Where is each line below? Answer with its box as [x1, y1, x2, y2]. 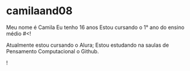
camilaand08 [6, 4, 73, 18]
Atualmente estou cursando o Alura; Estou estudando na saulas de [6, 41, 169, 49]
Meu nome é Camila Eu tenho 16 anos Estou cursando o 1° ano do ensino [6, 24, 185, 31]
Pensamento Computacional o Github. [6, 47, 99, 54]
